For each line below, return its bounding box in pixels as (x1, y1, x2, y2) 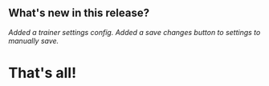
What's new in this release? (8, 6, 150, 20)
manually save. (8, 36, 59, 45)
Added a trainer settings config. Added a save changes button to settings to (8, 27, 261, 37)
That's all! (8, 64, 77, 82)
